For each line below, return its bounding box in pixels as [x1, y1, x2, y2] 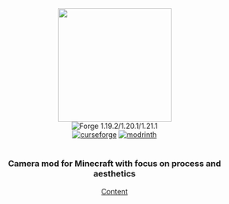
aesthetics [93, 169, 136, 180]
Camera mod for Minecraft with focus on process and [7, 158, 222, 169]
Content [101, 186, 128, 196]
